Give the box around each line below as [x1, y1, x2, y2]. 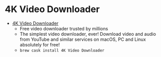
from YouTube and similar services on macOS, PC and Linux [19, 36, 146, 42]
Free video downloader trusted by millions [19, 25, 108, 31]
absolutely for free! [19, 41, 60, 47]
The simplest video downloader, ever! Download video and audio [19, 31, 156, 37]
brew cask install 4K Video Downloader [19, 48, 105, 53]
